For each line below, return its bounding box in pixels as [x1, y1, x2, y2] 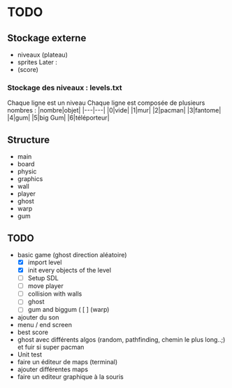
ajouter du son [17, 313, 59, 322]
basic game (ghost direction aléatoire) [17, 250, 127, 259]
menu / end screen [17, 321, 72, 329]
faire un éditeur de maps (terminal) [17, 358, 118, 366]
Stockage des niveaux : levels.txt [7, 82, 122, 92]
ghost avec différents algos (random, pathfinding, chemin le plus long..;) [17, 336, 226, 344]
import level [27, 258, 62, 266]
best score [17, 328, 49, 336]
